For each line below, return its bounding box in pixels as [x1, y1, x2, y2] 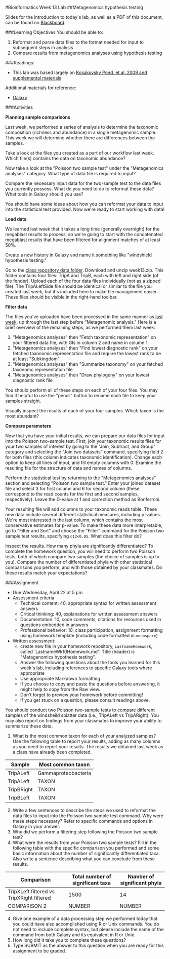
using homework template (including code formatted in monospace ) [20, 633, 158, 638]
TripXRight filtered [8, 894, 51, 901]
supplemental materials [12, 75, 62, 81]
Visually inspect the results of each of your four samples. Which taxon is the [5, 408, 164, 413]
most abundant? [5, 413, 39, 419]
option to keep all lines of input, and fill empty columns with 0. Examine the [5, 459, 161, 466]
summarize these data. [5, 723, 53, 729]
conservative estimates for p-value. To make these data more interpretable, [5, 522, 163, 528]
